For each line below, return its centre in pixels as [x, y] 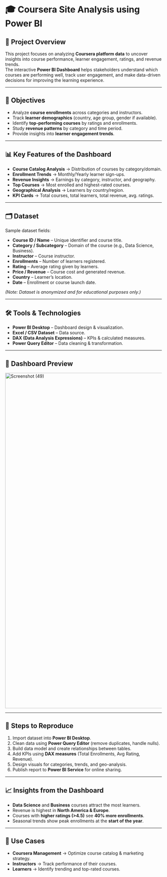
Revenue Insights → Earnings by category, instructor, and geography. [84, 179]
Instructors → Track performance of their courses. [64, 864]
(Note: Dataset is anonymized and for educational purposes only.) [73, 292]
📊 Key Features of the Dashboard [58, 155]
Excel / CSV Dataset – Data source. [49, 333]
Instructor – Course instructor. [44, 256]
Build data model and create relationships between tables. [72, 748]
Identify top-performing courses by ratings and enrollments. [75, 123]
